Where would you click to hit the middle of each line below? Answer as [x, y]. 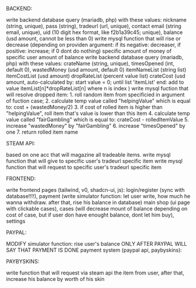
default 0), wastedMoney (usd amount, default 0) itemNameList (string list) [96, 70]
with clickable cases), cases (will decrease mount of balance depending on [97, 209]
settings [16, 221]
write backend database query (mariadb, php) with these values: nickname [97, 20]
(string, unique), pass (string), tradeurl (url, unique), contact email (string [94, 26]
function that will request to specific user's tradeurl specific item [84, 167]
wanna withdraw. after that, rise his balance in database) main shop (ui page [98, 202]
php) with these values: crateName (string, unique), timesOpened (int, [90, 63]
